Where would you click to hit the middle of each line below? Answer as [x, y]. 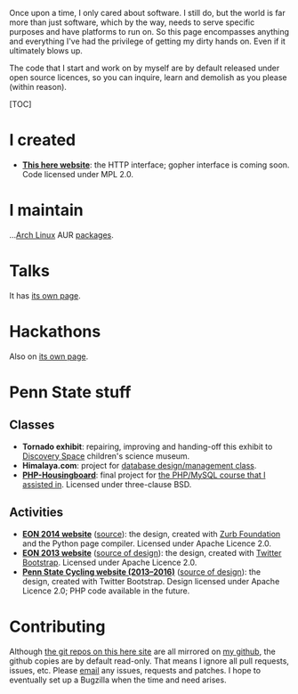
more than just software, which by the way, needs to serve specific [132, 22]
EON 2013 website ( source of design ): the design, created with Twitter [152, 552]
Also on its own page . [49, 356]
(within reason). [38, 87]
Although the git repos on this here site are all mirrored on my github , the [142, 651]
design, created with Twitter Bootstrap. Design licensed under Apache [151, 581]
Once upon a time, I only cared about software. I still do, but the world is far [148, 13]
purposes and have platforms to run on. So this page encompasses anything [149, 32]
